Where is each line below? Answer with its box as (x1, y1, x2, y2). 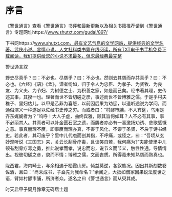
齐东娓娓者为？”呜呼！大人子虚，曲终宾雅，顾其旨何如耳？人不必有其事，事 (5, 113, 165, 119)
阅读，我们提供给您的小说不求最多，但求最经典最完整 (9, 52, 122, 59)
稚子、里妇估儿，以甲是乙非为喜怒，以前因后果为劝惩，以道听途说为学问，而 (5, 100, 167, 106)
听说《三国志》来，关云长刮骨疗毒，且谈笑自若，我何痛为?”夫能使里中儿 (14, 139, 167, 145)
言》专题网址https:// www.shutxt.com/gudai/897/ (5, 29, 108, 35)
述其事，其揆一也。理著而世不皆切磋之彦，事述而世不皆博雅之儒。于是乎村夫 (5, 93, 167, 100)
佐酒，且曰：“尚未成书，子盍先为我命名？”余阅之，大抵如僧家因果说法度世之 (5, 169, 166, 175)
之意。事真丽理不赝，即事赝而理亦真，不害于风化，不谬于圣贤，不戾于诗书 (5, 126, 162, 132)
